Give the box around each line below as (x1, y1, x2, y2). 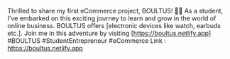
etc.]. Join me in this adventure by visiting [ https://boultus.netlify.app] (7, 29, 212, 37)
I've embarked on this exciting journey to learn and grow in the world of (7, 14, 217, 22)
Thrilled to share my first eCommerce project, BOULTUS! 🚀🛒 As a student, (7, 7, 224, 15)
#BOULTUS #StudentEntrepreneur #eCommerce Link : (7, 37, 167, 45)
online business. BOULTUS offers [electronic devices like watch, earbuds (7, 22, 221, 29)
